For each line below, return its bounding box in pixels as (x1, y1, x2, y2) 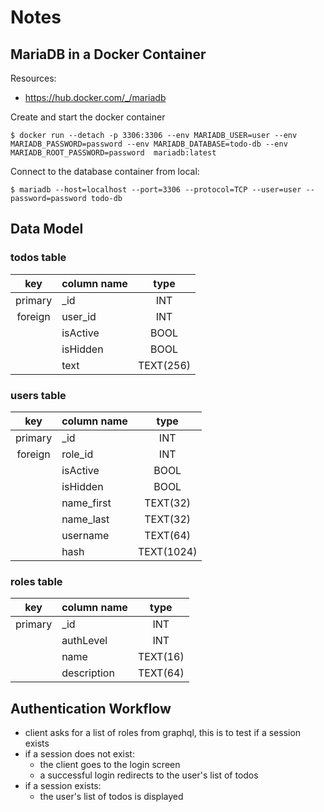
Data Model (10, 221, 84, 238)
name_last (61, 512, 110, 526)
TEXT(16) (137, 650, 185, 664)
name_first (61, 496, 112, 510)
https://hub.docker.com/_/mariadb (24, 92, 167, 103)
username (61, 528, 110, 542)
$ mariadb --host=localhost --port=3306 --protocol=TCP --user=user (10, 185, 302, 195)
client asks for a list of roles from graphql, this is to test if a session (24, 727, 302, 739)
